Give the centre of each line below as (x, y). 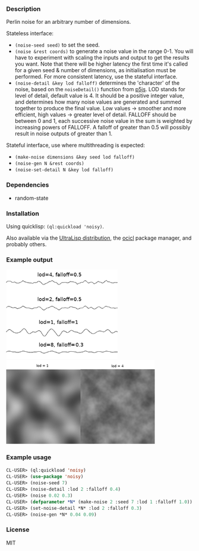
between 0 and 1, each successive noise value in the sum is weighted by (104, 121)
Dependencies (28, 185)
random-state (31, 198)
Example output (29, 259)
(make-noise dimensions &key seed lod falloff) (75, 157)
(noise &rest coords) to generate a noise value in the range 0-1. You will (104, 51)
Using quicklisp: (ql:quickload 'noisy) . (55, 226)
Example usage (29, 457)
